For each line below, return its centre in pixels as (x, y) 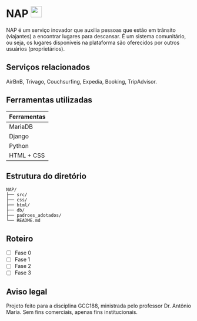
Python (19, 145)
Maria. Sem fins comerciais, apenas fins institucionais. (72, 312)
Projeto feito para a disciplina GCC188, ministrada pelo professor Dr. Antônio (98, 306)
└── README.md (24, 221)
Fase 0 (23, 253)
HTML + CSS (27, 155)
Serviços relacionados (48, 67)
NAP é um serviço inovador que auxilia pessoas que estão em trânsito (91, 30)
